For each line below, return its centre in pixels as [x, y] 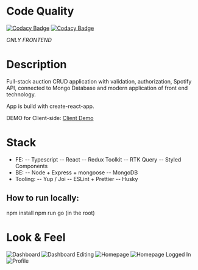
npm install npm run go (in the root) [51, 213]
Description [37, 65]
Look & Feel [36, 237]
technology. [21, 94]
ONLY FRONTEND [29, 40]
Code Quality [40, 11]
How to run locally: [43, 198]
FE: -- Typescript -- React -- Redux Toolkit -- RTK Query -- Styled [98, 159]
